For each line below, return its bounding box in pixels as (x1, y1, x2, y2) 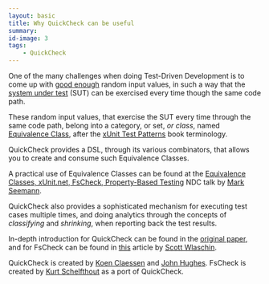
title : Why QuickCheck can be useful (8, 19, 135, 27)
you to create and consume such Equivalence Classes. (8, 153, 190, 163)
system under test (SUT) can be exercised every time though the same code (8, 88, 262, 97)
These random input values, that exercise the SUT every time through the (8, 112, 251, 121)
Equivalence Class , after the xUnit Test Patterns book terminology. (8, 129, 228, 139)
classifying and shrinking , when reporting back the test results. (8, 218, 218, 228)
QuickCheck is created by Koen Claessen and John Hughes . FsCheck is (8, 258, 247, 267)
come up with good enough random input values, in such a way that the (8, 79, 246, 89)
